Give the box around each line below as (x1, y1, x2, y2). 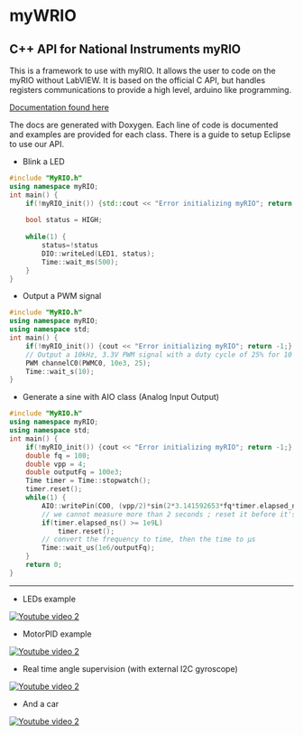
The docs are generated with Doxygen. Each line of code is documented (9, 119, 279, 130)
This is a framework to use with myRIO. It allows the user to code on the (9, 65, 277, 76)
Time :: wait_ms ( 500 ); (41, 257, 119, 266)
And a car (22, 698, 60, 709)
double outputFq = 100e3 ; (25, 468, 124, 477)
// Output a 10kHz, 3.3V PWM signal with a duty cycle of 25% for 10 (25, 349, 293, 359)
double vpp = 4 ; (25, 460, 87, 469)
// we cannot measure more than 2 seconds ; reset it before (41, 509, 277, 519)
